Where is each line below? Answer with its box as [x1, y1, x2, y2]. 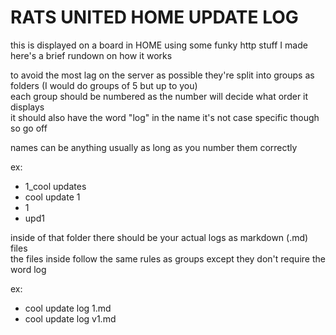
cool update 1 [24, 191, 81, 203]
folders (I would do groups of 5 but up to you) [10, 79, 198, 91]
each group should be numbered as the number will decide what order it [10, 90, 309, 102]
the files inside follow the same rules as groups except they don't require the [10, 252, 326, 265]
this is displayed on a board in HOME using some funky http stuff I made [10, 39, 308, 51]
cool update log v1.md [24, 312, 117, 325]
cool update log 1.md [24, 302, 112, 314]
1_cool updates [24, 180, 87, 192]
